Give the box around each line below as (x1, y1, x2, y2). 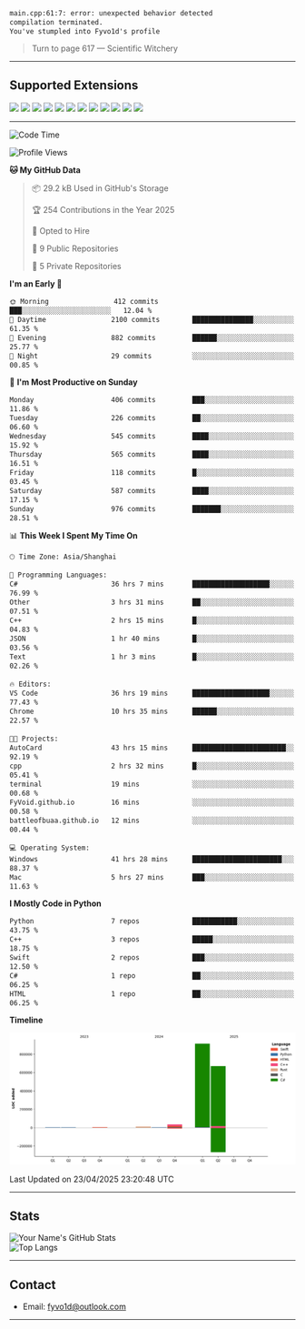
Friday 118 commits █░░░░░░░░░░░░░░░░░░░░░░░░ (9, 468, 295, 477)
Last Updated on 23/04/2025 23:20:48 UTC (9, 1173, 174, 1184)
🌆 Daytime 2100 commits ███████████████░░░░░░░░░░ (9, 315, 295, 324)
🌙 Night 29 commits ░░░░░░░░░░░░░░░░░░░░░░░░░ (9, 351, 295, 360)
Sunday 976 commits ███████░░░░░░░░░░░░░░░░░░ (9, 504, 295, 513)
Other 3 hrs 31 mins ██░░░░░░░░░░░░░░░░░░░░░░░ (9, 598, 295, 607)
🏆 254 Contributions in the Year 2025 (31, 204, 175, 215)
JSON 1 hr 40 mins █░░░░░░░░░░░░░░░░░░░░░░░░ (9, 634, 295, 643)
